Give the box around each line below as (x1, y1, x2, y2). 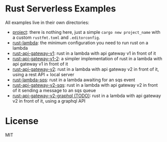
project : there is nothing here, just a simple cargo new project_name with (12, 29, 161, 35)
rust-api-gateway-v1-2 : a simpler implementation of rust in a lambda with (12, 55, 163, 61)
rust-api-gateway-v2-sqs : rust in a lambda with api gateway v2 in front (12, 82, 158, 88)
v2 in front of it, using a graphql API (12, 98, 86, 104)
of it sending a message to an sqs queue (12, 87, 96, 93)
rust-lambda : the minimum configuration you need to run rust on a (12, 39, 149, 45)
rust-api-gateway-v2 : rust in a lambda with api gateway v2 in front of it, (12, 66, 160, 72)
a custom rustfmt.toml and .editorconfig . (12, 34, 100, 40)
